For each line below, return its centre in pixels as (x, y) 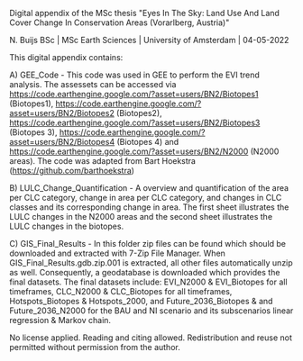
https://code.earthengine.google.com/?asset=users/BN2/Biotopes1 (134, 94)
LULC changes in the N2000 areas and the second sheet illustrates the (141, 217)
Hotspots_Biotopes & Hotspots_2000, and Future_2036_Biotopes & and (141, 301)
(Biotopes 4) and (148, 142)
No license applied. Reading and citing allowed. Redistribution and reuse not (151, 338)
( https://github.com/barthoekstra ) (72, 171)
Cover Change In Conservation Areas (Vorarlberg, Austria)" (119, 23)
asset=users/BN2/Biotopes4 (62, 142)
